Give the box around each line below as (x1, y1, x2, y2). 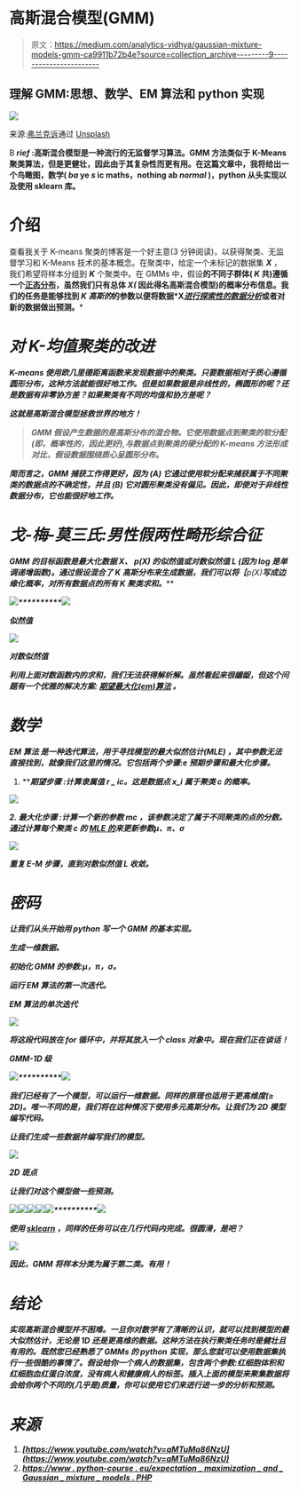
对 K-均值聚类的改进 (9, 336, 155, 356)
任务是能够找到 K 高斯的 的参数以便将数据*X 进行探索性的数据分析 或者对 (24, 290, 286, 301)
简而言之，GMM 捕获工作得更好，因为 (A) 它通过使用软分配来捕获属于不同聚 (9, 468, 288, 479)
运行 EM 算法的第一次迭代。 (9, 980, 111, 991)
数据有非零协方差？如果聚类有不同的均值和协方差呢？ (16, 389, 211, 400)
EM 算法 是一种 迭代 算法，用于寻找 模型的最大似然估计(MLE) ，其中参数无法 (9, 746, 282, 757)
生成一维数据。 (9, 942, 64, 953)
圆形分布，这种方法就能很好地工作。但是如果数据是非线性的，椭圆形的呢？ (9, 378, 281, 389)
